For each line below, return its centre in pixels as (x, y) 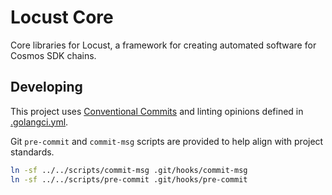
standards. (32, 152)
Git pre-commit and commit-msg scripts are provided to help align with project (167, 141)
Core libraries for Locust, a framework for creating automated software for (163, 45)
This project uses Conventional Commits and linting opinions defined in (157, 111)
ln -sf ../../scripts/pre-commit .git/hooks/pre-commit (129, 179)
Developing (46, 87)
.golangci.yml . (39, 122)
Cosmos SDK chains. (53, 55)
